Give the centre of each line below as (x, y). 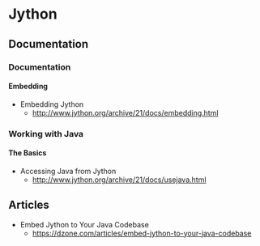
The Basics (28, 153)
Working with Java (46, 134)
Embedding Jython (52, 104)
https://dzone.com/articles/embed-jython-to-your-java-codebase (142, 233)
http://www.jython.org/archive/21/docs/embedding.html (125, 112)
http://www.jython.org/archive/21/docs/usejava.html (119, 180)
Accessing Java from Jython (68, 171)
